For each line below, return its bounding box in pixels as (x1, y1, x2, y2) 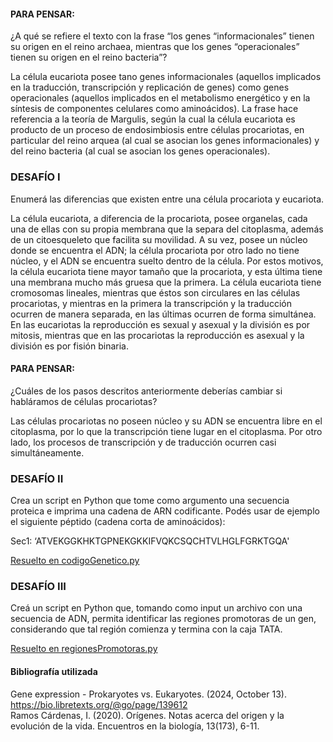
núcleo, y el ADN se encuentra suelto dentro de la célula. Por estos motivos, (10, 255, 324, 267)
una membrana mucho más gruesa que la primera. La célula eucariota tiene (10, 276, 322, 288)
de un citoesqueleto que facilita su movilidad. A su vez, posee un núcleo (10, 233, 308, 245)
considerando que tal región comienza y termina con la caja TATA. (10, 623, 283, 635)
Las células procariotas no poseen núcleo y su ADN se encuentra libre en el (10, 415, 323, 427)
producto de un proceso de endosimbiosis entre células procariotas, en (10, 124, 305, 136)
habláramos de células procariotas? (10, 395, 158, 407)
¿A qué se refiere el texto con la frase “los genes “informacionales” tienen (10, 30, 315, 42)
